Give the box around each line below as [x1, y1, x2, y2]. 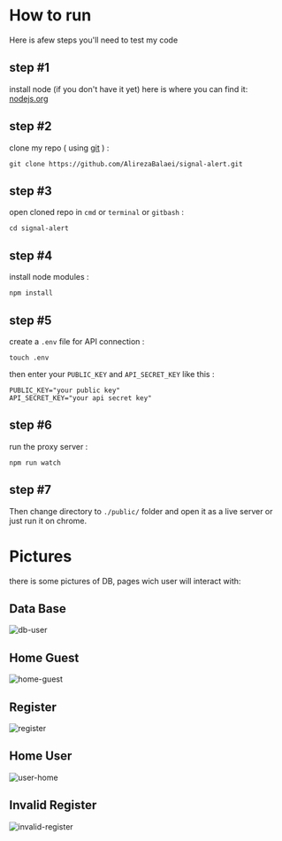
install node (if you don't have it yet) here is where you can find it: [9, 83, 248, 94]
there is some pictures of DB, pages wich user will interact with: [9, 575, 241, 586]
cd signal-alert [9, 224, 69, 233]
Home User [9, 749, 72, 764]
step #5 [9, 312, 52, 328]
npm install [9, 289, 53, 297]
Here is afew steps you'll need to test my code [9, 35, 179, 45]
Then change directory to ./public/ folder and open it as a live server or [9, 505, 273, 516]
